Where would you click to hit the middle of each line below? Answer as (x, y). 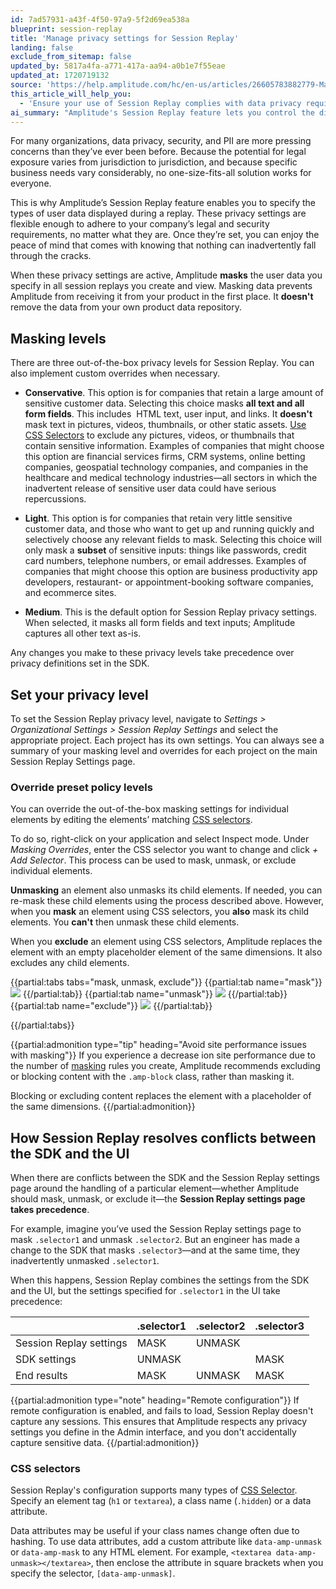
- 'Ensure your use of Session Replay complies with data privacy (160, 103)
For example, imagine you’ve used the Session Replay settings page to (156, 1229)
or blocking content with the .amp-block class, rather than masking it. (152, 1077)
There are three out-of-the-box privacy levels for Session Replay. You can (162, 363)
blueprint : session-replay (66, 29)
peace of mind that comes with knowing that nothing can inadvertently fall (163, 245)
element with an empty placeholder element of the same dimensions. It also (166, 952)
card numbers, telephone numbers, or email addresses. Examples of (165, 561)
